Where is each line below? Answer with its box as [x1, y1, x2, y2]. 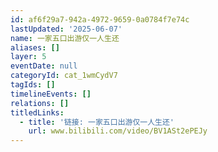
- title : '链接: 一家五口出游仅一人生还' [19, 117, 175, 127]
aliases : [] [10, 42, 60, 53]
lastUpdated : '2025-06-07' [10, 24, 123, 34]
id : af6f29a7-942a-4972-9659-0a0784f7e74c [10, 14, 190, 25]
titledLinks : [10, 107, 65, 118]
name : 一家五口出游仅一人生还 [10, 33, 120, 43]
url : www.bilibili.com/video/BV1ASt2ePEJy [28, 126, 208, 136]
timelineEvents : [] [10, 89, 92, 99]
